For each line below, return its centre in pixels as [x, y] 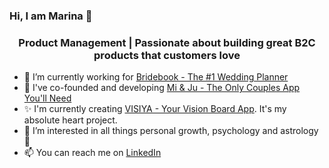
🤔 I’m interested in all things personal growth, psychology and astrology [171, 131]
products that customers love [167, 55]
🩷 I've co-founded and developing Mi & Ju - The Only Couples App [162, 88]
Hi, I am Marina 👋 [51, 16]
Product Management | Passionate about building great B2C [167, 42]
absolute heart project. [70, 120]
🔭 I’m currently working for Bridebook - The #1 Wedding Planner [156, 77]
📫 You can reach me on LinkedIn [92, 153]
